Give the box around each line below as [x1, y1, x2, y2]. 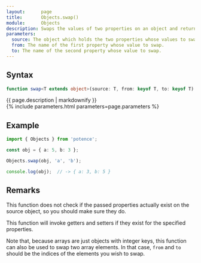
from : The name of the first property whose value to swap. [11, 43, 165, 49]
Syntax [6, 70, 33, 80]
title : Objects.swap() [6, 14, 79, 20]
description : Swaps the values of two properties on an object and [6, 25, 178, 32]
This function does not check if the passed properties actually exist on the [6, 201, 190, 208]
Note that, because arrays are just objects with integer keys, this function [6, 237, 187, 244]
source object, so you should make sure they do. [6, 207, 127, 214]
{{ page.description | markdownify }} [6, 96, 97, 104]
